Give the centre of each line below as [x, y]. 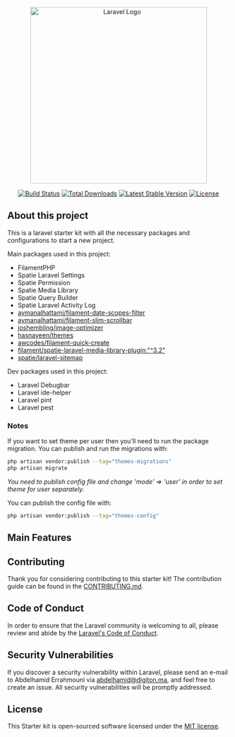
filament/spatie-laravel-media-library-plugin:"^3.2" [91, 350]
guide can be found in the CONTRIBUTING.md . [76, 586]
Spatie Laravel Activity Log [56, 305]
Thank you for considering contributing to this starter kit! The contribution [115, 578]
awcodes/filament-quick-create [64, 342]
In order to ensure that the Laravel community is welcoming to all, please [113, 625]
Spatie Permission [44, 282]
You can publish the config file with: [59, 503]
